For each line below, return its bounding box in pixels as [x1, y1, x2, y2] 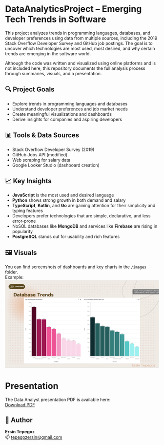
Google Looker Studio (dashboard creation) [12, 162, 100, 168]
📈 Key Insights [5, 177, 52, 185]
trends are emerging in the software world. [5, 50, 91, 57]
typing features [12, 208, 43, 213]
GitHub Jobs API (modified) [12, 151, 68, 157]
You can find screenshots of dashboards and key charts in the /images [5, 264, 146, 270]
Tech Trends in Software [5, 14, 106, 25]
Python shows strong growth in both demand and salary [12, 197, 126, 203]
